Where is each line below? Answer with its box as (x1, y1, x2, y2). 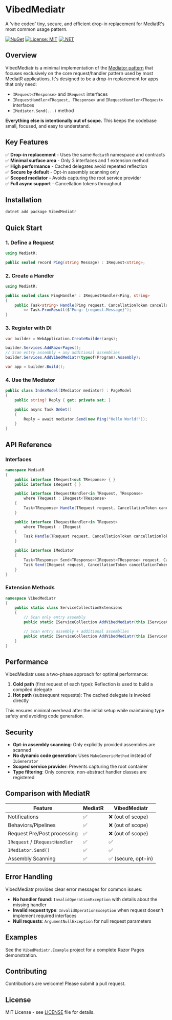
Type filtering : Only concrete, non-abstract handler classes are (12, 769, 147, 775)
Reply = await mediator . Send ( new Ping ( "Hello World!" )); (24, 416, 147, 421)
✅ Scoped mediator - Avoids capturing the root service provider (5, 174, 142, 181)
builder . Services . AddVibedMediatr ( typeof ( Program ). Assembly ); (5, 355, 141, 360)
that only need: (5, 81, 37, 87)
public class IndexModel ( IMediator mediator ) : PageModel (5, 388, 132, 393)
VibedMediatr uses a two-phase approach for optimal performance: (5, 671, 148, 677)
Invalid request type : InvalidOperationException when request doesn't (12, 907, 164, 913)
